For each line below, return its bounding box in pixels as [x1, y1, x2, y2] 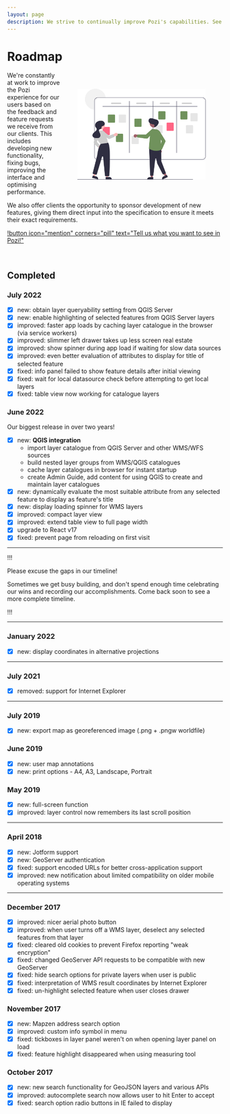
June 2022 [7, 407, 44, 416]
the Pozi [7, 86, 31, 94]
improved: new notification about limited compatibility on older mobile [16, 871, 214, 879]
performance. [7, 188, 46, 196]
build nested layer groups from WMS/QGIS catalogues [27, 458, 181, 466]
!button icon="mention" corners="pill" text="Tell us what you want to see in [7, 229, 220, 237]
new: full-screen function [16, 801, 89, 809]
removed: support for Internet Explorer [16, 687, 127, 696]
